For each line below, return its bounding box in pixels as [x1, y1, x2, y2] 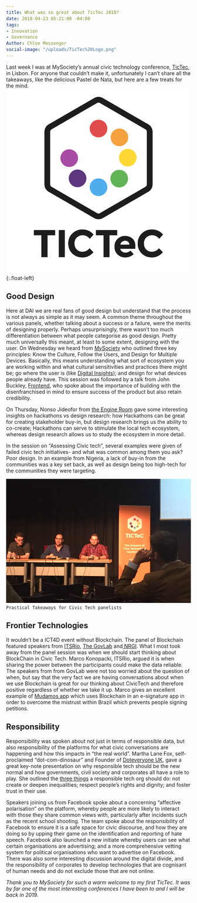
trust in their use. [6, 787, 47, 794]
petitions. [6, 705, 29, 712]
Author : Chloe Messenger [6, 41, 67, 46]
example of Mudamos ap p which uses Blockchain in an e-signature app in [6, 692, 185, 699]
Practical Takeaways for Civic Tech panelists [6, 605, 122, 611]
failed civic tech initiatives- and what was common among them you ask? [6, 448, 183, 455]
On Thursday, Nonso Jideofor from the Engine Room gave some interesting [6, 406, 188, 413]
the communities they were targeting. [6, 467, 97, 474]
